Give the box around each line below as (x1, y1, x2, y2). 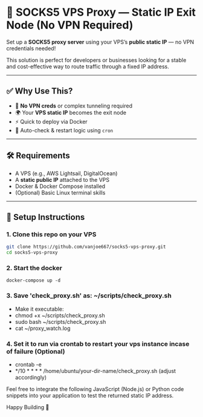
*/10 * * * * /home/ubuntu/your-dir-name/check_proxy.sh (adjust (14, 367, 176, 374)
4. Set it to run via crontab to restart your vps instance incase (6, 340, 190, 348)
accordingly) (14, 373, 47, 381)
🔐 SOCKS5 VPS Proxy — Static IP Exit (6, 5, 196, 19)
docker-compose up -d (6, 277, 61, 283)
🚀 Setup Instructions (6, 212, 85, 222)
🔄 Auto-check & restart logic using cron (14, 126, 114, 134)
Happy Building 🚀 (6, 403, 50, 410)
